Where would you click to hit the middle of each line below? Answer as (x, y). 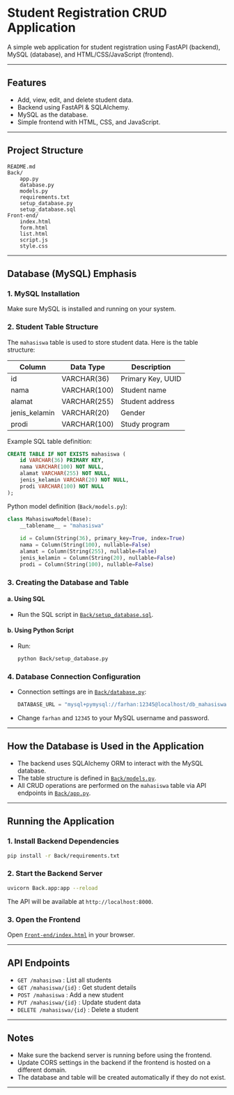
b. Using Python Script (41, 630)
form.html (34, 228)
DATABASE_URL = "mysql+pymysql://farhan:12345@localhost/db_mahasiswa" (123, 705)
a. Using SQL (26, 599)
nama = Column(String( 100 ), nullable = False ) (85, 545)
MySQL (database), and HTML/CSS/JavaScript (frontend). (91, 54)
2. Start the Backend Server (55, 874)
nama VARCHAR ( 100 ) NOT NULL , (62, 467)
